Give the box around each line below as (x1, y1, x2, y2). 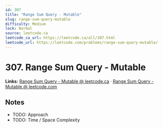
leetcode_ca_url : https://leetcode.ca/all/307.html (5, 36, 115, 41)
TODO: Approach (12, 111, 49, 117)
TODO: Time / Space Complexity (12, 116, 80, 123)
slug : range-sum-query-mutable (5, 17, 71, 22)
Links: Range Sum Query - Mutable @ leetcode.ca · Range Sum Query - (5, 78, 154, 84)
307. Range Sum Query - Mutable (5, 61, 146, 73)
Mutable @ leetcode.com (5, 83, 57, 89)
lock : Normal (5, 26, 33, 31)
